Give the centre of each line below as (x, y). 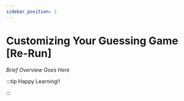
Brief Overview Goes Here (38, 70)
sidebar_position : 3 (32, 12)
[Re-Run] (29, 53)
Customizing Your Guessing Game (92, 40)
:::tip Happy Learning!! (33, 81)
